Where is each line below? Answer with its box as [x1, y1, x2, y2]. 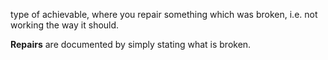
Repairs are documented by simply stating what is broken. [10, 39, 252, 50]
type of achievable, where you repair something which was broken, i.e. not [10, 9, 318, 20]
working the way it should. [10, 19, 120, 31]
